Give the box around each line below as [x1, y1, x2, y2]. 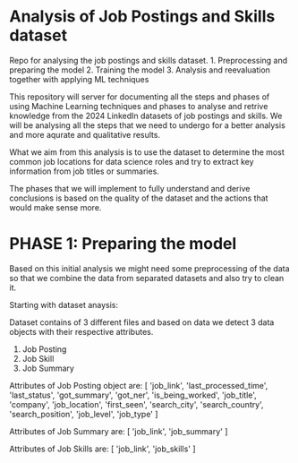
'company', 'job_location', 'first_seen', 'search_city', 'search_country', [9, 399, 264, 409]
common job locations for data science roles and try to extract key [9, 156, 254, 167]
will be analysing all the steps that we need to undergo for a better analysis [9, 119, 286, 131]
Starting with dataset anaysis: [9, 299, 119, 310]
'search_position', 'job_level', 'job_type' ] [9, 408, 158, 419]
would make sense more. [9, 201, 102, 212]
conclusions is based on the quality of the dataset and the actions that [9, 193, 268, 203]
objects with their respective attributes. [9, 326, 154, 337]
